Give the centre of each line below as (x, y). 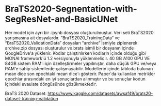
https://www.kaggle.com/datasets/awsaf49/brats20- (100, 93)
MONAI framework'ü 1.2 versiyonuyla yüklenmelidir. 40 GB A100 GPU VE (78, 58)
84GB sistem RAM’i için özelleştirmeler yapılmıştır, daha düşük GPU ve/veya (81, 63)
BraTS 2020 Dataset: (26, 93)
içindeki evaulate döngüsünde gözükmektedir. (51, 84)
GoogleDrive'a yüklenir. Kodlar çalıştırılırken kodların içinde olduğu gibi (76, 53)
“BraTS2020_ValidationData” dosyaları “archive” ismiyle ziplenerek (71, 43)
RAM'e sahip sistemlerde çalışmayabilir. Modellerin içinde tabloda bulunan (79, 68)
